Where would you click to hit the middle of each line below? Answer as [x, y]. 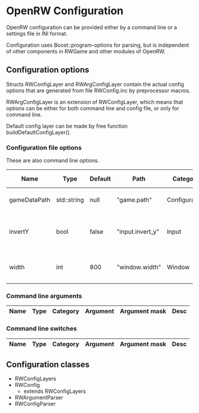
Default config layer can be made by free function [67, 126]
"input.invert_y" [138, 232]
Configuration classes [48, 365]
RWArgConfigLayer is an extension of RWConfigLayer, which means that [95, 102]
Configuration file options [44, 147]
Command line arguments [44, 296]
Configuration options [48, 70]
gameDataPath [30, 200]
